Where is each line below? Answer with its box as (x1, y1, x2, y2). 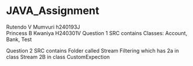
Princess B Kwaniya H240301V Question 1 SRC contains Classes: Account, (6, 29, 188, 36)
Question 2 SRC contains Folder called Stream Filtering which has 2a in (6, 47, 179, 54)
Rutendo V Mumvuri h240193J (6, 23, 81, 30)
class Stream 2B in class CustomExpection (6, 53, 110, 60)
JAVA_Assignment (6, 4, 100, 18)
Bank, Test (6, 36, 32, 43)
